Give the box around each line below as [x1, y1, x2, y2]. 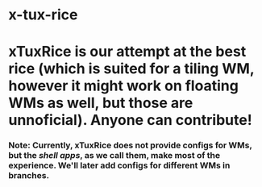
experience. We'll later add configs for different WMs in [8, 160, 231, 171]
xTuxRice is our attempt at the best [8, 43, 247, 61]
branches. [8, 170, 50, 181]
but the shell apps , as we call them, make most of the [8, 150, 221, 161]
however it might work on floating [8, 77, 239, 95]
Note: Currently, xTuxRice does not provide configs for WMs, [8, 139, 252, 151]
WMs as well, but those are [8, 94, 193, 112]
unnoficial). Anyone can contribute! [8, 111, 252, 130]
